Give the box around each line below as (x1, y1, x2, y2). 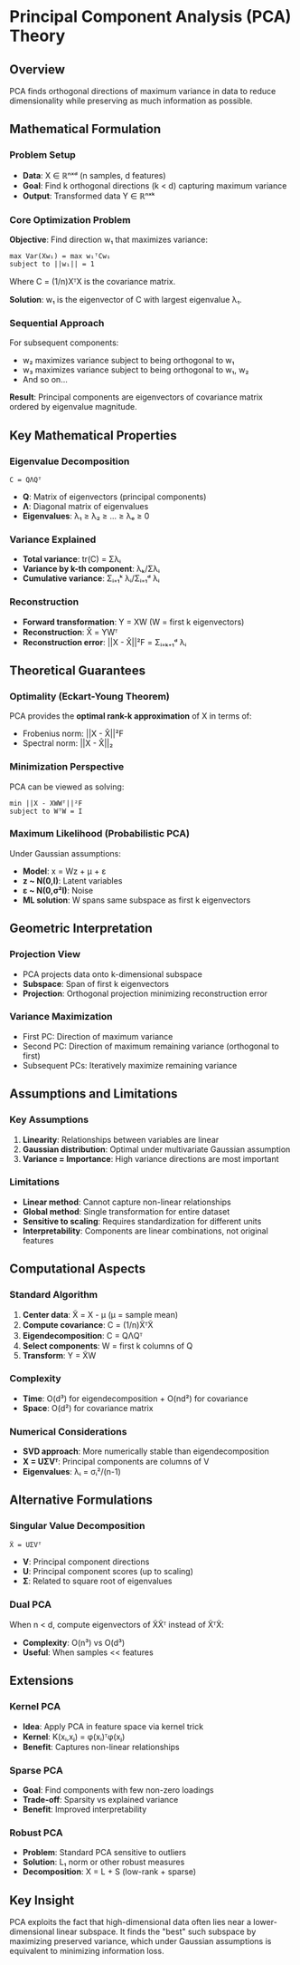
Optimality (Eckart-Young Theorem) (9, 690, 170, 702)
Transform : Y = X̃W (22, 1350, 97, 1360)
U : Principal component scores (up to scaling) (22, 1565, 194, 1576)
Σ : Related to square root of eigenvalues (22, 1575, 173, 1586)
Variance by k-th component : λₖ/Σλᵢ (22, 564, 161, 575)
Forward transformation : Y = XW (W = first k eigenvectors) (22, 616, 245, 627)
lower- (252, 1917, 277, 1928)
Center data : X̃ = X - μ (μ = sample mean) (22, 1309, 179, 1320)
